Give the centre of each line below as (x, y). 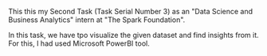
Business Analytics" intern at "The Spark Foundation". (97, 20)
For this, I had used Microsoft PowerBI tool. (79, 43)
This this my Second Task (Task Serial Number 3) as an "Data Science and (131, 11)
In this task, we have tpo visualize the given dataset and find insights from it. (133, 35)
